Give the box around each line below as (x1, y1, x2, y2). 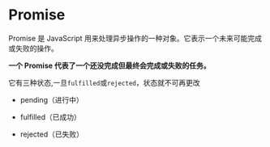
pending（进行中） (19, 94, 84, 104)
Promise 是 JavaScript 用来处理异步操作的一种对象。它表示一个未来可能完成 (8, 33, 262, 43)
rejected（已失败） (19, 129, 84, 139)
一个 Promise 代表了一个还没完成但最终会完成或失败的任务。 (8, 61, 211, 70)
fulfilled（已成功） (19, 111, 81, 122)
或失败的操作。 (8, 43, 58, 53)
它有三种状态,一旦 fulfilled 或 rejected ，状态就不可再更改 (8, 78, 200, 87)
